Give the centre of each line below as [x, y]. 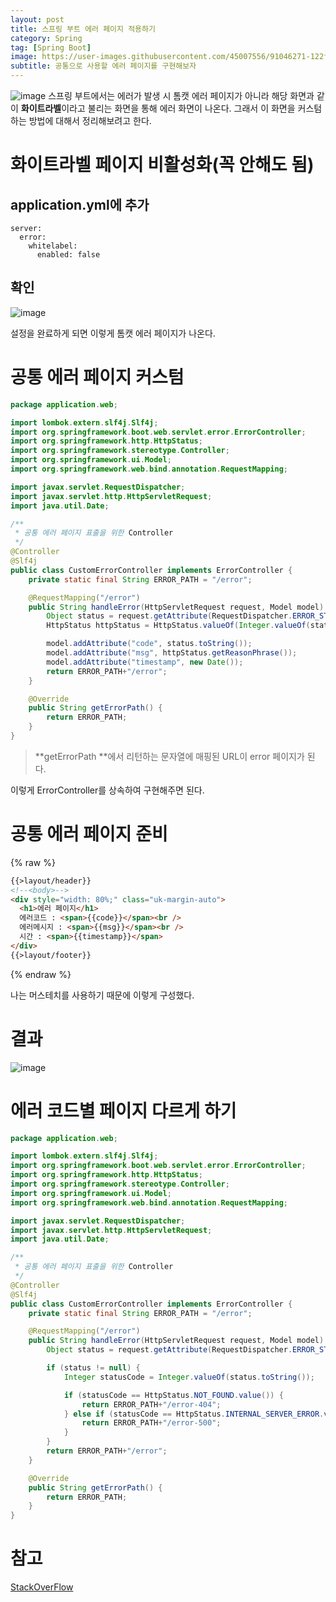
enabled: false [68, 255]
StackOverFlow [42, 1587]
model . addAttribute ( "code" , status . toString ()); [149, 644]
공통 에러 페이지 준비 [89, 834]
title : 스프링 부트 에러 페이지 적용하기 [83, 29]
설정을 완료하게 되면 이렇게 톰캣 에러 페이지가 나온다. [113, 333]
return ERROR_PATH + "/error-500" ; [151, 1423]
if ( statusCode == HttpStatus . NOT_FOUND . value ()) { [173, 1395]
